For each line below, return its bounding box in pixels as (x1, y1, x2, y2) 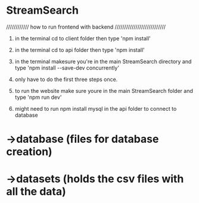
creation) (6, 145, 52, 158)
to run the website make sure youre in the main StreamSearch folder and (14, 87, 194, 94)
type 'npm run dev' (14, 93, 62, 101)
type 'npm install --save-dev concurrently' (14, 64, 120, 71)
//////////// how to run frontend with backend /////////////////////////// (6, 23, 166, 30)
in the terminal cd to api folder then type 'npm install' (14, 46, 145, 54)
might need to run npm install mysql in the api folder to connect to (14, 105, 177, 112)
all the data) (6, 185, 67, 198)
